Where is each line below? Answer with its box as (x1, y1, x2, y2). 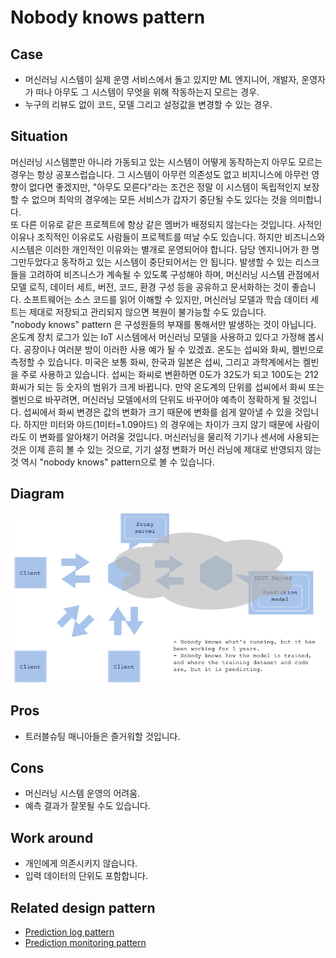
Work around (10, 829, 94, 846)
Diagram (10, 486, 65, 503)
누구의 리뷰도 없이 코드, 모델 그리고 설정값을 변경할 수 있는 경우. (24, 99, 273, 110)
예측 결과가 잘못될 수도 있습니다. (24, 800, 151, 812)
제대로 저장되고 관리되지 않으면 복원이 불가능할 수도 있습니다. (28, 306, 267, 318)
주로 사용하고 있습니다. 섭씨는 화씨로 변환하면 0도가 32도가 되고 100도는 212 (20, 368, 320, 380)
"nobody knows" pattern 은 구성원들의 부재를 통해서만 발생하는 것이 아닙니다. (10, 318, 317, 330)
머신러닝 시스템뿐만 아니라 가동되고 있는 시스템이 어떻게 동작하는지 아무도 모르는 (10, 156, 323, 168)
